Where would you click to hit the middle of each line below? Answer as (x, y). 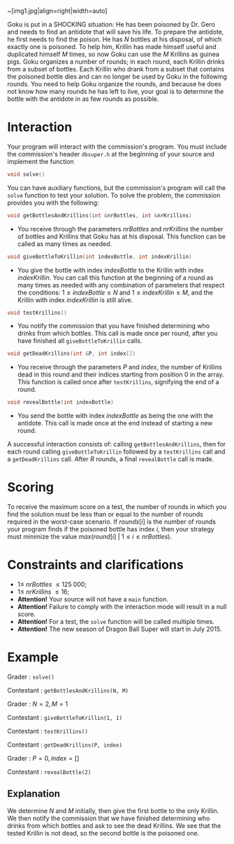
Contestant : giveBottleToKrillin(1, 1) (65, 717)
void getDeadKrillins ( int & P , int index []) (72, 354)
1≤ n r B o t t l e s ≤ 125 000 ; (52, 585)
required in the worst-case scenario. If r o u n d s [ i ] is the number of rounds (112, 522)
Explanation (34, 794)
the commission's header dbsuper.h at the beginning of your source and (111, 154)
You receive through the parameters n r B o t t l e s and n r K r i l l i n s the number (120, 229)
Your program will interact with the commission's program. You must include (117, 147)
